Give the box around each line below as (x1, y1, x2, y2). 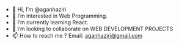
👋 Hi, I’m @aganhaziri (12, 6, 67, 13)
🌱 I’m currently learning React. (12, 19, 89, 26)
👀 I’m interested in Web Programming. (12, 12, 108, 19)
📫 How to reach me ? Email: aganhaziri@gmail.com (12, 32, 143, 39)
